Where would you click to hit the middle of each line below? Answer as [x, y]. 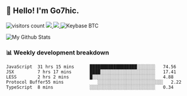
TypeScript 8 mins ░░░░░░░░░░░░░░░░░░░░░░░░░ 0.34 [90, 88]
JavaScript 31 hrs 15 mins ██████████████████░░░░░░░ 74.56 [91, 67]
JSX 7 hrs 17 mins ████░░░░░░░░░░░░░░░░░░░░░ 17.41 [91, 72]
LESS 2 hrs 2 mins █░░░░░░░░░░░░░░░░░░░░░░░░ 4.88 [90, 77]
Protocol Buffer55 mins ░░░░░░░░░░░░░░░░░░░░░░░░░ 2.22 [94, 83]
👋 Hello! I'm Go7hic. [43, 11]
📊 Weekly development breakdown [58, 52]
